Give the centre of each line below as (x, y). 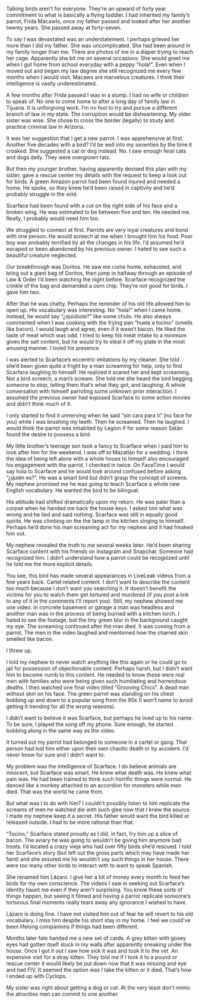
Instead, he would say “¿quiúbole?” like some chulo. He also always (89, 316)
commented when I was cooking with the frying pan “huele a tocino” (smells (99, 322)
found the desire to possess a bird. (49, 434)
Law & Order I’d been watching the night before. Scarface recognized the (96, 279)
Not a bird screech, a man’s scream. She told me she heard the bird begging (99, 379)
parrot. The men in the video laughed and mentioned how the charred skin (97, 632)
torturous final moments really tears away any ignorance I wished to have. (97, 902)
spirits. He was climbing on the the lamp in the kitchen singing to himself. (96, 521)
